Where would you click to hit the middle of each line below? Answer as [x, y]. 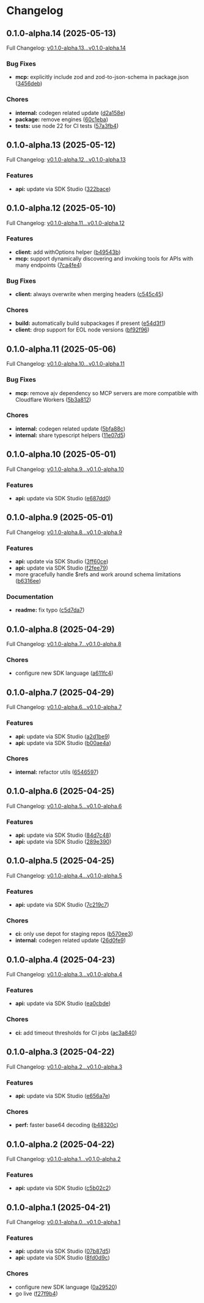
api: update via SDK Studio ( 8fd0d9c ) [62, 1258]
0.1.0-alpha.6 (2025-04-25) [60, 791]
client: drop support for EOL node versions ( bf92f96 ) [82, 330]
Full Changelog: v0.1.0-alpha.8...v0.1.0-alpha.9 [64, 532]
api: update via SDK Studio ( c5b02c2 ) [63, 1188]
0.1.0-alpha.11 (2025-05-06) [61, 349]
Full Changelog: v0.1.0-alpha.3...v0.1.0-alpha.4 [64, 974]
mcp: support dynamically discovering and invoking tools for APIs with [104, 258]
